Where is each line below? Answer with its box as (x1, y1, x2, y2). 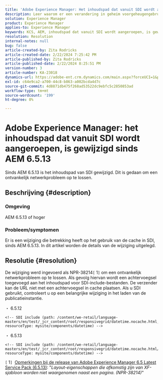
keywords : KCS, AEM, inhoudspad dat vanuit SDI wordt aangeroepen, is (5, 30, 151, 34)
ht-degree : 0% (5, 98, 34, 102)
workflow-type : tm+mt (5, 88, 49, 93)
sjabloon (5, 369, 23, 375)
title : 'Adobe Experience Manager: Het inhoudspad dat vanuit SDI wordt (5, 7, 155, 12)
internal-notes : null (5, 39, 49, 44)
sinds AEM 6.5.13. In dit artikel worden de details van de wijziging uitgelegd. (5, 243, 156, 248)
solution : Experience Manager (5, 16, 66, 21)
